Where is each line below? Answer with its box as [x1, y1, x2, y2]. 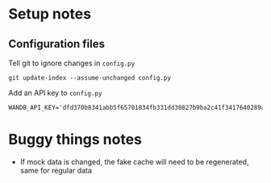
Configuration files [8, 37, 105, 51]
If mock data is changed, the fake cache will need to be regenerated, [19, 156, 249, 166]
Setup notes [8, 5, 91, 23]
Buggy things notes [8, 131, 143, 149]
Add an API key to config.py [8, 88, 102, 98]
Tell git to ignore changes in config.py [8, 58, 135, 68]
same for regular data [19, 165, 93, 175]
